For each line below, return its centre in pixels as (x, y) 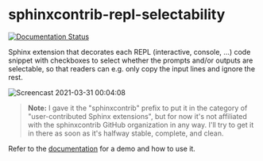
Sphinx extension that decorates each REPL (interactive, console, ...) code (130, 52)
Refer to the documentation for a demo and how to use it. (102, 148)
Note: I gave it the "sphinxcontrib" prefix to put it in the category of (137, 108)
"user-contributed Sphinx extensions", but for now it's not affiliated (137, 116)
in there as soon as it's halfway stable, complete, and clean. (126, 133)
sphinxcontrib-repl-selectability (117, 15)
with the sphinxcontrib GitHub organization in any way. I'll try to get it (141, 125)
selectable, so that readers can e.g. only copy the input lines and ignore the (132, 68)
